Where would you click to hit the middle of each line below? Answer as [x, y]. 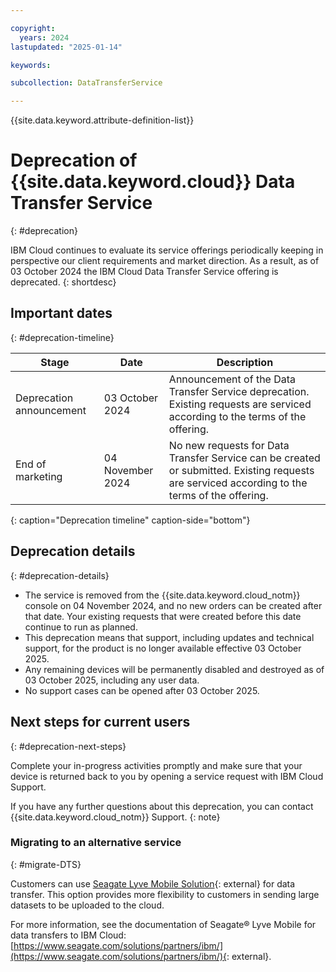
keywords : [31, 65]
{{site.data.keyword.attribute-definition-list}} [102, 120]
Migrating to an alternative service [96, 843]
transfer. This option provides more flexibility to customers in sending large [165, 894]
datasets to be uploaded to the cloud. [87, 905]
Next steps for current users [100, 722]
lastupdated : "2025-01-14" [66, 47]
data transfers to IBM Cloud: [68, 935]
